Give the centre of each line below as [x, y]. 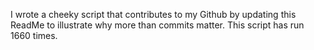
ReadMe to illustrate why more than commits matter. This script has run [157, 25]
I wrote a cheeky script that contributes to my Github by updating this [153, 14]
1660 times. [34, 35]
